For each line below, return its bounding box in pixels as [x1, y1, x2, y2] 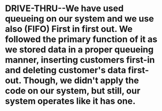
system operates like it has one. [5, 95, 136, 107]
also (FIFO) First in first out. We [5, 24, 133, 34]
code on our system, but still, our [5, 85, 141, 96]
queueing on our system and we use [5, 13, 154, 24]
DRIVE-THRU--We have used [5, 3, 124, 14]
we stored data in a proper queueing [5, 44, 154, 55]
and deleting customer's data [5, 65, 126, 76]
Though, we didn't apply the [23, 75, 139, 86]
